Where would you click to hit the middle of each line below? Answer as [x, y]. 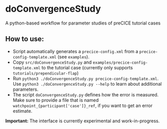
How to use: [25, 39]
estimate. [22, 111]
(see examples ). [73, 57]
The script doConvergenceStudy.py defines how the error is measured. [86, 94]
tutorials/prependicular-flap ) [46, 73]
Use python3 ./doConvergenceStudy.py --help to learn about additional [87, 84]
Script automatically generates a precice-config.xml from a [75, 51]
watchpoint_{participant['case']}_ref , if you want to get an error [82, 106]
